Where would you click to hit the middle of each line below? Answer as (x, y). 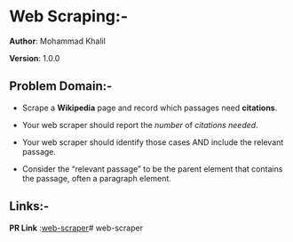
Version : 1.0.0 (35, 58)
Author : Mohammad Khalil (58, 41)
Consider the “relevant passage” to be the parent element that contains (152, 169)
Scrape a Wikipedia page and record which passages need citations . (150, 108)
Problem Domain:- (61, 86)
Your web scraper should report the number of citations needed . (140, 125)
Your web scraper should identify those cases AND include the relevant (153, 142)
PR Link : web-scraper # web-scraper (76, 228)
